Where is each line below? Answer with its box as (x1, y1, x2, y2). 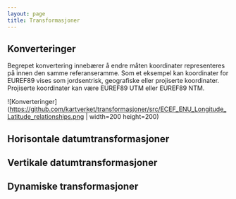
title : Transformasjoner (7, 17, 80, 24)
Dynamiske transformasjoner (7, 181, 139, 193)
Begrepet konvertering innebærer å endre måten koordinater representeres (7, 61, 225, 70)
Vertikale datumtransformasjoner (7, 157, 158, 169)
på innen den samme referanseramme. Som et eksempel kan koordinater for (7, 69, 229, 77)
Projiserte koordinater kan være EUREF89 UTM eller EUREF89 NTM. (7, 84, 205, 92)
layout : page (7, 10, 46, 18)
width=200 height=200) (89, 113, 160, 121)
